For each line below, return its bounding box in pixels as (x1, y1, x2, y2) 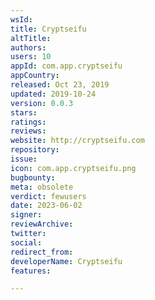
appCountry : (10, 71, 60, 81)
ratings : (10, 117, 47, 127)
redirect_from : (10, 247, 74, 257)
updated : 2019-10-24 (10, 89, 97, 99)
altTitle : (10, 33, 52, 43)
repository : (10, 145, 60, 155)
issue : (10, 154, 38, 164)
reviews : (10, 126, 47, 136)
